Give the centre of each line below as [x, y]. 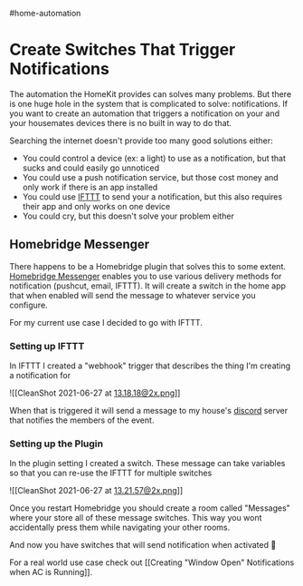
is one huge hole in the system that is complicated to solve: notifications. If [148, 103]
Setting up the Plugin [57, 444]
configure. [28, 305]
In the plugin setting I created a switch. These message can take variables [147, 464]
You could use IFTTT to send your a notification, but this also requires [152, 196]
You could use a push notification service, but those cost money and [150, 177]
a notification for [40, 376]
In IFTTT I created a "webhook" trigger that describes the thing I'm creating [150, 366]
